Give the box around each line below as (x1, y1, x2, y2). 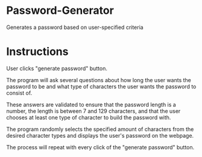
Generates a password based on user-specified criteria (6, 24, 144, 31)
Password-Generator (6, 4, 115, 18)
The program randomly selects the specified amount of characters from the (6, 125, 194, 133)
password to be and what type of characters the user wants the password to (6, 83, 197, 90)
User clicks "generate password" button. (6, 65, 107, 72)
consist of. (6, 89, 33, 97)
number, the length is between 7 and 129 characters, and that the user (6, 107, 181, 115)
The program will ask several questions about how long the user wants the (6, 76, 192, 83)
